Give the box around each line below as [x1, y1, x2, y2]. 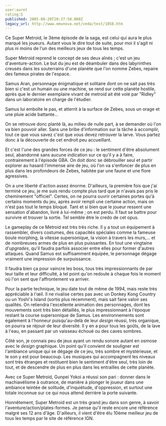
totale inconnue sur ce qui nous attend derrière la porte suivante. [5, 390, 138, 396]
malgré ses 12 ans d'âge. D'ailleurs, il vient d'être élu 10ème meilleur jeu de [5, 410, 159, 416]
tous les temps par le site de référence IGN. [5, 416, 94, 422]
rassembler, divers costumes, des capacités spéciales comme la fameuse [5, 230, 156, 236]
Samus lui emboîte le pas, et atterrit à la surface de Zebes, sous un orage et [5, 106, 160, 112]
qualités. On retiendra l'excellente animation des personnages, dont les [5, 302, 150, 308]
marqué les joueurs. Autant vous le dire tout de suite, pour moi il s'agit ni [5, 40, 153, 46]
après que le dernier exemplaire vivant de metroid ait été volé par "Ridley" [5, 91, 156, 97]
